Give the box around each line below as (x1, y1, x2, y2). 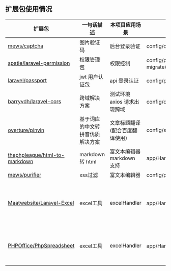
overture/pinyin (8, 127, 45, 134)
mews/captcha (8, 42, 44, 50)
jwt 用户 (79, 73, 98, 80)
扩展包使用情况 (5, 5, 52, 14)
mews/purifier (8, 171, 42, 178)
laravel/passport (8, 77, 47, 84)
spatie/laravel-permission (8, 59, 70, 66)
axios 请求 (109, 98, 134, 105)
